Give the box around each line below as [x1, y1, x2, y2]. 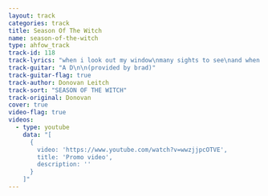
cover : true [8, 101, 48, 109]
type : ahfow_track [8, 42, 70, 50]
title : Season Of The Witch [8, 26, 103, 34]
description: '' [37, 161, 91, 169]
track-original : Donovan [8, 94, 91, 102]
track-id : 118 [8, 49, 56, 57]
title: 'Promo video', [37, 153, 113, 161]
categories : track [8, 19, 70, 27]
